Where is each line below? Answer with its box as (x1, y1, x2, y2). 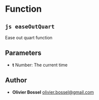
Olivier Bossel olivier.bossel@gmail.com (12, 89, 94, 95)
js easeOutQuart (5, 23, 55, 30)
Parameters (5, 49, 42, 57)
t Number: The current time (12, 62, 68, 68)
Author (5, 76, 27, 84)
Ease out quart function (5, 35, 53, 40)
